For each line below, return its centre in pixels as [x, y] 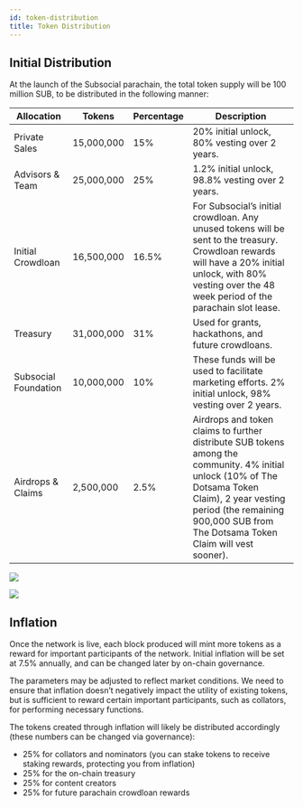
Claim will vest [223, 544]
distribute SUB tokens [239, 442]
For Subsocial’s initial [237, 206]
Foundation [38, 388]
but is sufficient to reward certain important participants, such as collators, [148, 700]
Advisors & [37, 174]
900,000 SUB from [233, 521]
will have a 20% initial [239, 263]
